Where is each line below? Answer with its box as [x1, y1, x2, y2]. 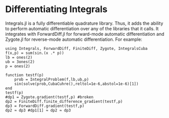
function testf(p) [5, 72, 44, 78]
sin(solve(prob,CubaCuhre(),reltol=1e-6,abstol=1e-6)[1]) [14, 81, 139, 86]
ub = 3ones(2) [5, 59, 35, 64]
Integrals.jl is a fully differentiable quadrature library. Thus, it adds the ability [5, 20, 163, 26]
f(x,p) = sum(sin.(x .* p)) [5, 50, 65, 55]
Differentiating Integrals [5, 4, 107, 15]
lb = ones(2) [5, 54, 33, 60]
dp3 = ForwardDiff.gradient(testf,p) [5, 103, 85, 108]
